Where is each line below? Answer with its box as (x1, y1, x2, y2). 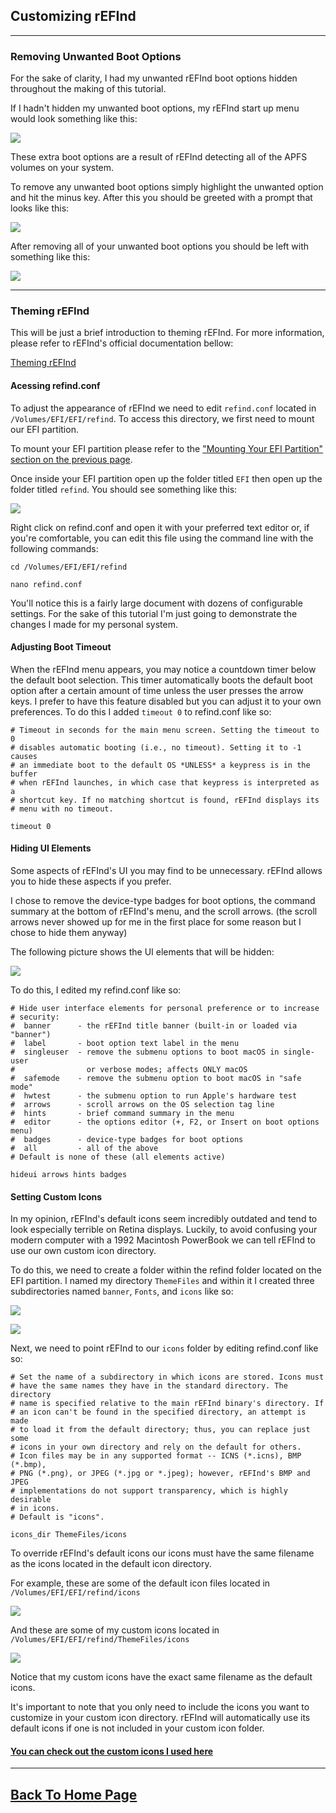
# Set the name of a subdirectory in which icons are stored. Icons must (10, 1372, 325, 1383)
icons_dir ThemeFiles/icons (10, 1530, 128, 1540)
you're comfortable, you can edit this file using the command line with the (10, 532, 314, 544)
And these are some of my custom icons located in (10, 1624, 220, 1636)
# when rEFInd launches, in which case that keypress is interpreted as (10, 777, 320, 788)
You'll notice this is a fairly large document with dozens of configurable (10, 597, 303, 609)
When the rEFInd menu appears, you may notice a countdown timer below (10, 663, 317, 675)
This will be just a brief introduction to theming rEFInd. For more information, (10, 327, 325, 339)
